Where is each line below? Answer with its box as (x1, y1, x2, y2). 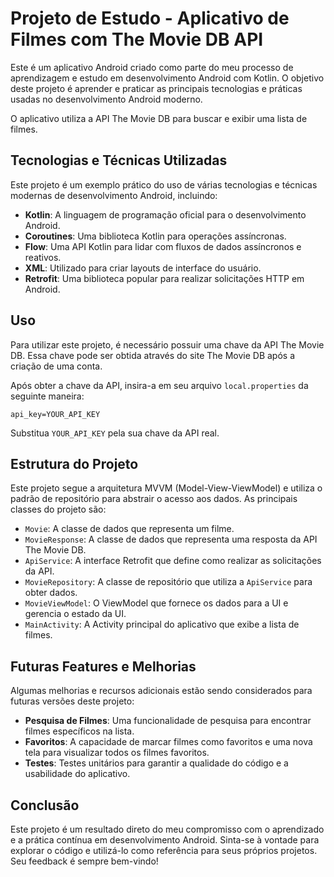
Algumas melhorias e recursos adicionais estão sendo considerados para (10, 685, 313, 697)
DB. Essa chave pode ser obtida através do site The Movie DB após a (10, 349, 295, 361)
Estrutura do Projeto (10, 455, 139, 472)
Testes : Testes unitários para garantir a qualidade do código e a (24, 757, 289, 769)
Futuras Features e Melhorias (10, 658, 197, 675)
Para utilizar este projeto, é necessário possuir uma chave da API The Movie (10, 338, 325, 351)
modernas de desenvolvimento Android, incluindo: (10, 189, 218, 201)
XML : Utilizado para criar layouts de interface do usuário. (24, 262, 262, 274)
